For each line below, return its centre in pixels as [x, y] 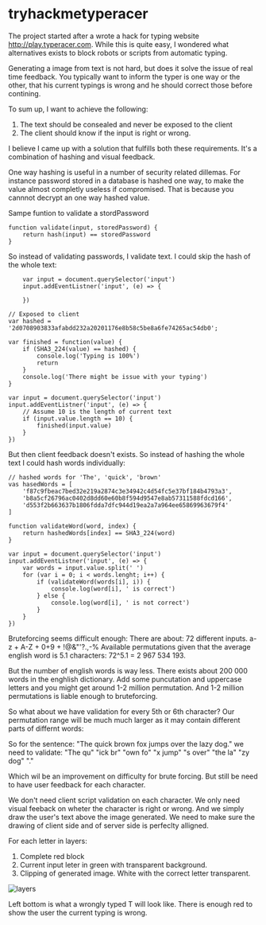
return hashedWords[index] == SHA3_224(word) [99, 533]
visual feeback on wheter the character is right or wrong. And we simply [126, 808]
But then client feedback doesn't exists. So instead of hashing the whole [126, 454]
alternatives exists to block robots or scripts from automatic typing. [118, 53]
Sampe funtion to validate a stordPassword [79, 213]
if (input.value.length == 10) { [78, 419]
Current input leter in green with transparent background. [114, 865]
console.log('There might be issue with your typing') [115, 377]
